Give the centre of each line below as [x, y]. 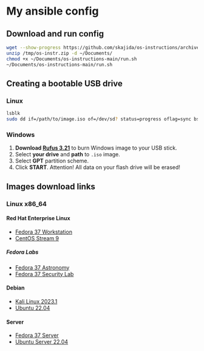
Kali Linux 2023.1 [36, 301]
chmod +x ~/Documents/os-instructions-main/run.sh [72, 59]
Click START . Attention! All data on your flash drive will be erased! [98, 167]
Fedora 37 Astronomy [42, 267]
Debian [15, 288]
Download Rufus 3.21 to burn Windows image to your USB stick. [96, 148]
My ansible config [53, 11]
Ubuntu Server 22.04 [42, 342]
